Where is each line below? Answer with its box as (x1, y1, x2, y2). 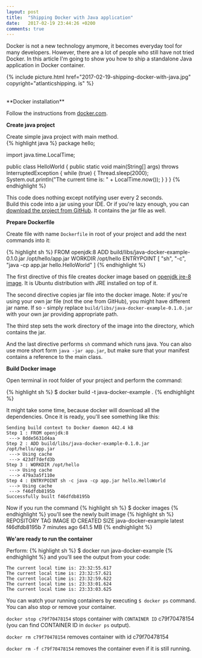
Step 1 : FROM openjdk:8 (6, 430, 69, 436)
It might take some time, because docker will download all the (6, 407, 160, 414)
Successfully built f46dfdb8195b (6, 494, 90, 500)
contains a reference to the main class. (6, 354, 103, 361)
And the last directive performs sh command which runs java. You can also (6, 340, 192, 348)
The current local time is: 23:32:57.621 (6, 570, 112, 577)
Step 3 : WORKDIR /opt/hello (6, 462, 80, 468)
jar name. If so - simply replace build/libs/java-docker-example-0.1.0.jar (6, 304, 193, 312)
